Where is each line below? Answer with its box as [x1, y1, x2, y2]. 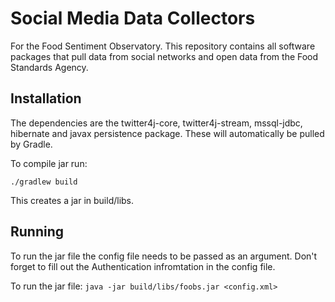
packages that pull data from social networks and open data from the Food [10, 50, 319, 62]
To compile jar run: [10, 157, 88, 169]
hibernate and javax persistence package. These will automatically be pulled [10, 127, 325, 139]
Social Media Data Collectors [10, 7, 256, 30]
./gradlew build [10, 177, 78, 187]
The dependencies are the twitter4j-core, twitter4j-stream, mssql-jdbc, [10, 117, 303, 129]
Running [10, 223, 65, 241]
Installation [10, 90, 82, 107]
